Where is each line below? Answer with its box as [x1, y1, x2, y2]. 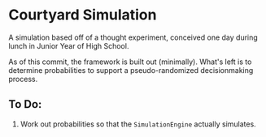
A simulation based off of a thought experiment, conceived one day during [8, 32, 258, 42]
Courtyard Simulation [8, 6, 157, 24]
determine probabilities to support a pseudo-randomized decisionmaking [8, 65, 254, 75]
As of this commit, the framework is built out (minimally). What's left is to [8, 57, 252, 66]
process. [8, 74, 38, 83]
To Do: [8, 97, 42, 111]
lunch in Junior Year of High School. [8, 41, 129, 50]
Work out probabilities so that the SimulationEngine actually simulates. [20, 119, 256, 129]
